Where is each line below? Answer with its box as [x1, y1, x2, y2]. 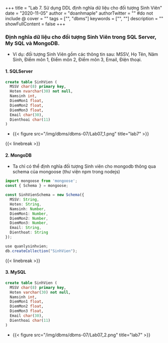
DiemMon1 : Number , [10, 211, 49, 216]
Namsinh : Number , [10, 206, 46, 212]
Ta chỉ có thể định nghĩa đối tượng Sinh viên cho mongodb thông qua [12, 163, 156, 169]
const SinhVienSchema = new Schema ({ [5, 192, 85, 198]
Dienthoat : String [10, 230, 49, 235]
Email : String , [10, 225, 42, 230]
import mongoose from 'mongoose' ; [5, 178, 78, 184]
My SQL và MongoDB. [5, 39, 60, 46]
